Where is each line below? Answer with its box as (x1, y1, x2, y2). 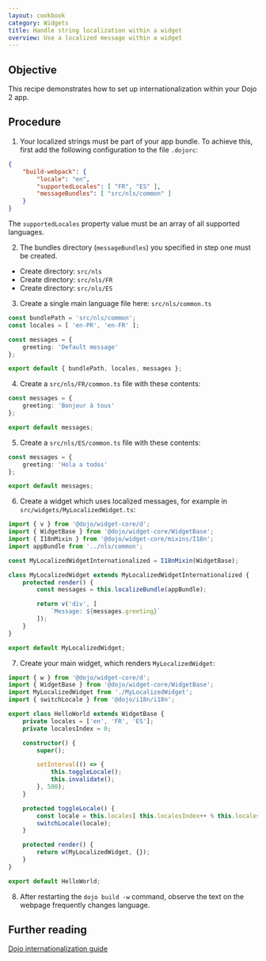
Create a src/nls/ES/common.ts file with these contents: (19, 438, 201, 447)
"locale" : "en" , (36, 175, 90, 183)
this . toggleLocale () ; (50, 768, 123, 776)
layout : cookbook (8, 11, 66, 20)
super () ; (36, 746, 66, 754)
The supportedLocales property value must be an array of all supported (8, 219, 240, 228)
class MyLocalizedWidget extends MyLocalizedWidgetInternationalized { (8, 571, 249, 579)
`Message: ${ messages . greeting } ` (50, 607, 161, 615)
